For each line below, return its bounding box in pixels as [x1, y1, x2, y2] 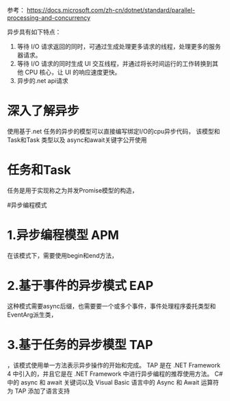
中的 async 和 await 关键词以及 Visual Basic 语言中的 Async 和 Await [7, 378, 200, 386]
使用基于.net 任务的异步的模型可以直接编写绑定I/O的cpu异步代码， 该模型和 [7, 127, 220, 135]
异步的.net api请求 [16, 77, 68, 84]
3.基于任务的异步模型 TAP [7, 337, 153, 352]
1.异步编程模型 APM [7, 228, 120, 243]
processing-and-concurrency [7, 14, 91, 22]
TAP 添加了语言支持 [14, 387, 71, 395]
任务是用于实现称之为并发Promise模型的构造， [7, 186, 138, 194]
